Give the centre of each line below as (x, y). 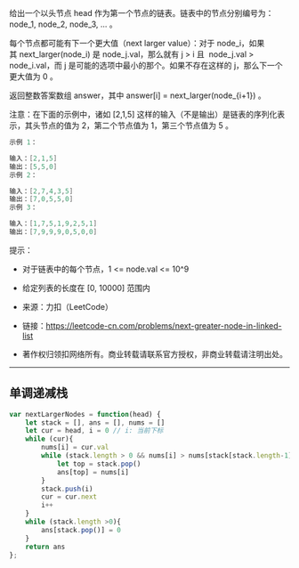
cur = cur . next (69, 497)
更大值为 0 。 (33, 77)
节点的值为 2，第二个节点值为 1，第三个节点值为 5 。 (137, 126)
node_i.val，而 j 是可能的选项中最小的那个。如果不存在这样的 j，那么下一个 (146, 65)
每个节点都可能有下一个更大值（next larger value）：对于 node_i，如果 (137, 43)
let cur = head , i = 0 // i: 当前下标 (94, 431)
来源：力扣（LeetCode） (67, 306)
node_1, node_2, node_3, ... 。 (63, 24)
